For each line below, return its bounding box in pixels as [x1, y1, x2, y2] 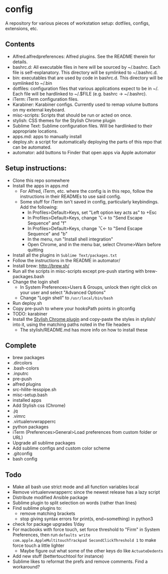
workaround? [12, 564, 40, 570]
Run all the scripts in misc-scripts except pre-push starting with [12, 268, 144, 274]
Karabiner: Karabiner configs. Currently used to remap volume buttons [12, 101, 158, 107]
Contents [5, 40, 35, 49]
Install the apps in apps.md [12, 182, 69, 189]
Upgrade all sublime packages [12, 440, 76, 446]
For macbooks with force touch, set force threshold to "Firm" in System [12, 526, 160, 533]
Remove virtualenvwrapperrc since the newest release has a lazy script [12, 489, 160, 495]
